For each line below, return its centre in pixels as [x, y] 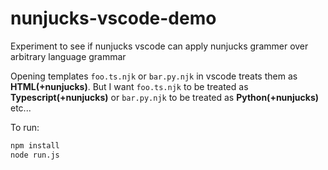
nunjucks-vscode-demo [113, 18]
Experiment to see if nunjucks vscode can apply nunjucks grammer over [159, 46]
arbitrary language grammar [68, 56]
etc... [21, 108]
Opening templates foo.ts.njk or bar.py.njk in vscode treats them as [154, 76]
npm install [35, 145]
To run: [25, 127]
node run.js [35, 155]
